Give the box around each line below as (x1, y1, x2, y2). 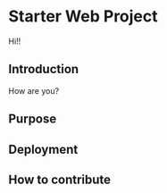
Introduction (8, 62, 79, 77)
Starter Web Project (8, 6, 158, 27)
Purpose (8, 112, 57, 127)
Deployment (8, 141, 79, 157)
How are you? (8, 85, 60, 96)
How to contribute (8, 172, 112, 187)
